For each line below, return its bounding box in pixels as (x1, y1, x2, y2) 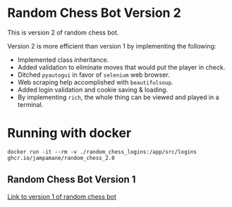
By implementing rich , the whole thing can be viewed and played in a (17, 93, 220, 101)
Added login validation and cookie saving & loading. (17, 85, 168, 94)
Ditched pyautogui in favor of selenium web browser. (17, 70, 171, 79)
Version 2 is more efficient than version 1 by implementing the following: (7, 42, 216, 50)
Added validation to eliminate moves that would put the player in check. (17, 63, 226, 71)
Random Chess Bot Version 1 (7, 174, 136, 186)
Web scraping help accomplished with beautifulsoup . (17, 77, 174, 86)
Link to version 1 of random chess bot (7, 192, 116, 201)
